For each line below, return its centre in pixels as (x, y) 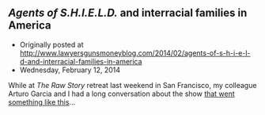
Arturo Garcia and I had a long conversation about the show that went (121, 94)
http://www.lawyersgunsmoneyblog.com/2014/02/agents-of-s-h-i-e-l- (135, 53)
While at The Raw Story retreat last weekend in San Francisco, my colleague (132, 85)
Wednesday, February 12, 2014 (70, 70)
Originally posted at (51, 44)
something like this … (42, 102)
